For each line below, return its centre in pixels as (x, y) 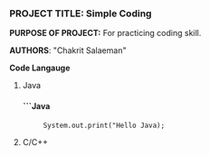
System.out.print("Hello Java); (104, 125)
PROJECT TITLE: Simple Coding (81, 14)
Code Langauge (40, 68)
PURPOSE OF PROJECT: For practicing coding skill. (105, 33)
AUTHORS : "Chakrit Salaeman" (68, 50)
